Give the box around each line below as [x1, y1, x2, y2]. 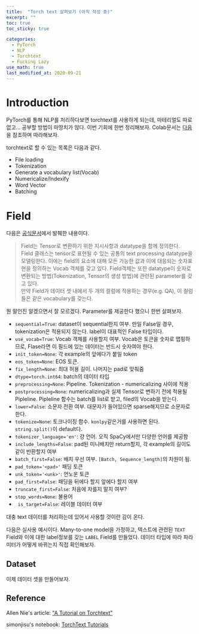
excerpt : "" [6, 14, 36, 20]
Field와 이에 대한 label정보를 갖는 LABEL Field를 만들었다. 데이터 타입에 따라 [6, 534, 182, 541]
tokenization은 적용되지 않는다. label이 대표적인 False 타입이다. [14, 328, 164, 335]
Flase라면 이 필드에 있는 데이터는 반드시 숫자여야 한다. [27, 343, 154, 350]
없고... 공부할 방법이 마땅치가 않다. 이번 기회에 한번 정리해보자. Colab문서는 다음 [6, 124, 192, 131]
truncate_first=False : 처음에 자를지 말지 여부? [14, 486, 127, 493]
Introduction [6, 95, 69, 109]
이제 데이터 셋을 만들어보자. [6, 576, 71, 583]
